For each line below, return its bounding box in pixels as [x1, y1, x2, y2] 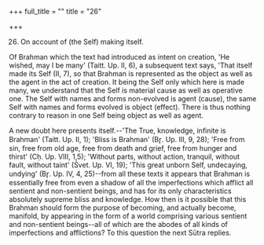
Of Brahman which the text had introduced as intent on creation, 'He [9, 53, 230, 61]
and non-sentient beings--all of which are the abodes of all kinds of [9, 220, 229, 229]
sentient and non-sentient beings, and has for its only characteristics [9, 186, 232, 196]
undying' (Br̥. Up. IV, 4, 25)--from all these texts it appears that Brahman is [9, 169, 251, 178]
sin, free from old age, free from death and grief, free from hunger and [9, 144, 237, 152]
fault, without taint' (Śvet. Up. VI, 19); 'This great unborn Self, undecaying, [9, 160, 248, 170]
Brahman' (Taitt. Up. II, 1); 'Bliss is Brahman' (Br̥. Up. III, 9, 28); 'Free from [9, 135, 245, 144]
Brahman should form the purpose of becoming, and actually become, [9, 203, 236, 212]
